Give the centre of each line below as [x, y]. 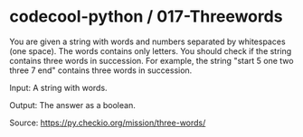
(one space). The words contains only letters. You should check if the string [151, 50]
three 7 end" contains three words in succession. [101, 70]
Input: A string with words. [58, 87]
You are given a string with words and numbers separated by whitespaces [148, 41]
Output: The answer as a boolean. [72, 105]
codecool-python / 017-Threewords [146, 17]
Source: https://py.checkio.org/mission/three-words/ [108, 123]
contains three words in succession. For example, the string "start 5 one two [151, 60]
